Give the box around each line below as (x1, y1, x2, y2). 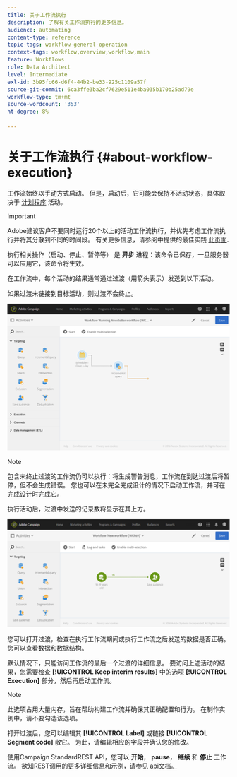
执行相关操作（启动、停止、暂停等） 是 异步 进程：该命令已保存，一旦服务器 (7, 250, 229, 259)
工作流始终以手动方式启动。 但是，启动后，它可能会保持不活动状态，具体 (7, 189, 219, 197)
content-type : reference (7, 34, 80, 41)
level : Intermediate (7, 71, 68, 78)
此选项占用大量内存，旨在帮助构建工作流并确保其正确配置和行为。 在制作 (7, 705, 219, 713)
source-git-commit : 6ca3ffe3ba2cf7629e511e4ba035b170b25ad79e (7, 85, 194, 93)
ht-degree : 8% (7, 108, 49, 116)
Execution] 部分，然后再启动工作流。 (7, 677, 116, 685)
